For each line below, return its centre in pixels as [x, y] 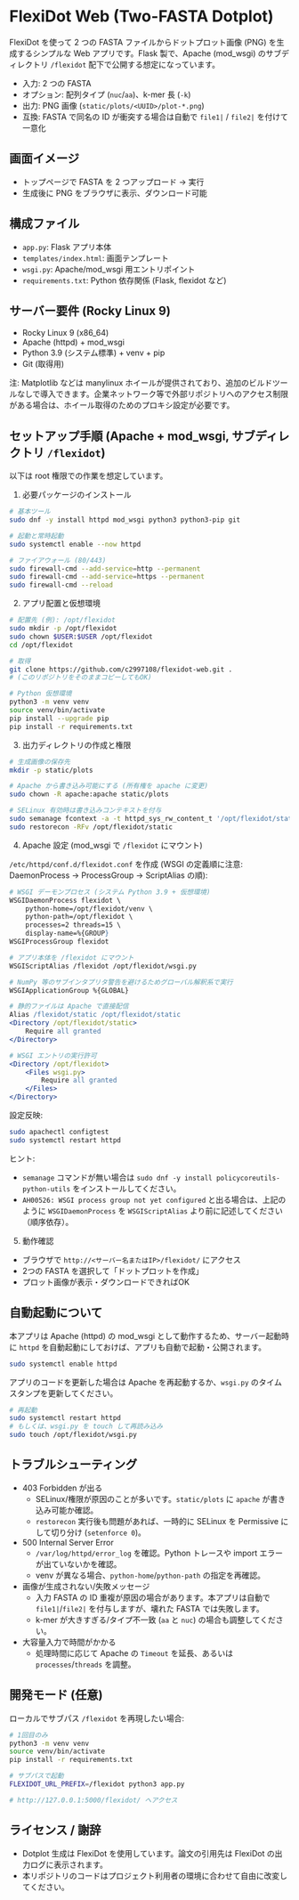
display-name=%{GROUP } [67, 934]
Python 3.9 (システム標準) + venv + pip [93, 353]
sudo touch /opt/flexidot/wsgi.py [73, 1435]
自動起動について [56, 1313]
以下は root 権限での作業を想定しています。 [89, 476]
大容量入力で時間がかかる [69, 1642]
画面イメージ [44, 159]
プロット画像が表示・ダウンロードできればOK [105, 1282]
